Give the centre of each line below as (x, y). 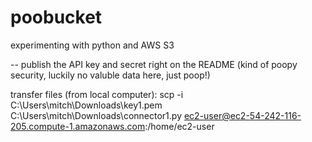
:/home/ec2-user (179, 126)
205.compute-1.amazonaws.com (78, 126)
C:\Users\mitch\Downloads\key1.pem (86, 105)
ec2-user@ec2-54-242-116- (242, 115)
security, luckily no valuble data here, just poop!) (110, 75)
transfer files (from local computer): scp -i (97, 94)
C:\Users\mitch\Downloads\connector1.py (96, 115)
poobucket (56, 17)
